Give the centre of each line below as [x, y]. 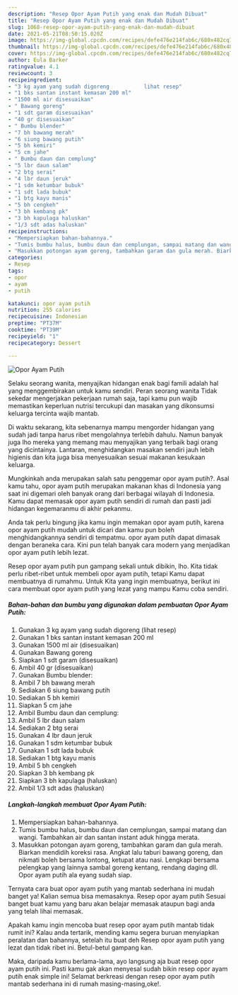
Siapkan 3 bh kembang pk [56, 773]
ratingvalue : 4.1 [34, 67]
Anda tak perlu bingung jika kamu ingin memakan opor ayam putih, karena [116, 522]
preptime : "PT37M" [35, 323]
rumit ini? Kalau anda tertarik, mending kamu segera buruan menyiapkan [114, 933]
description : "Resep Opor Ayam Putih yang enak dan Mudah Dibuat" [108, 14]
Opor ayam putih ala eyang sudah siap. [75, 875]
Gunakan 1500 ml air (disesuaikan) [69, 645]
